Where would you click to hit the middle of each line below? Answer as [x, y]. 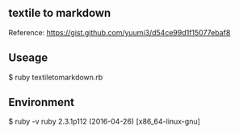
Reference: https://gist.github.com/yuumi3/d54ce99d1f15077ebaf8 [119, 32]
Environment [42, 102]
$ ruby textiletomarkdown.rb [56, 77]
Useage [28, 58]
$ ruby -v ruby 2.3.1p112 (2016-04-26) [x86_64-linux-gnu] [104, 122]
